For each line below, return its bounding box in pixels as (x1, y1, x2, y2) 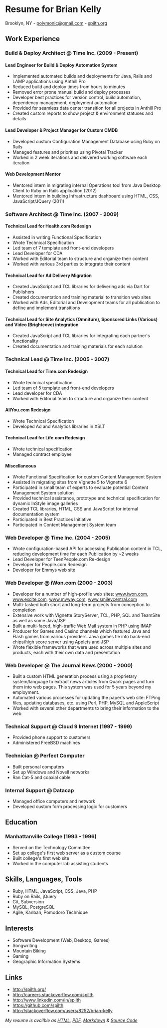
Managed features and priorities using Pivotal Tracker (12, 149, 123, 155)
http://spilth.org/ (12, 986, 46, 992)
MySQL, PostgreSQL (12, 904, 55, 910)
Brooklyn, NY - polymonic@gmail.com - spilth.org (5, 20, 108, 26)
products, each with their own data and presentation (12, 649, 121, 655)
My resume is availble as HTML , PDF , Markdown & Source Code (5, 1017, 138, 1023)
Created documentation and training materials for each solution (12, 343, 143, 349)
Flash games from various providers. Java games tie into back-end (12, 633, 150, 639)
